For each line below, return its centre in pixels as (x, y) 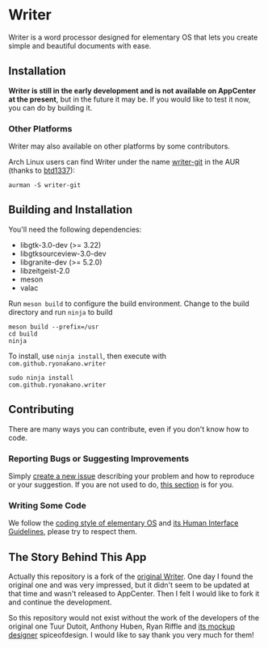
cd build (23, 334)
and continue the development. (60, 602)
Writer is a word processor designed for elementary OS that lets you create (133, 37)
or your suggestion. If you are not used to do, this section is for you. (121, 484)
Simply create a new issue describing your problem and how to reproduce (132, 476)
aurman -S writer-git (45, 186)
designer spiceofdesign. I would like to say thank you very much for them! (131, 635)
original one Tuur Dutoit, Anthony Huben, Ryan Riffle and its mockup (122, 626)
